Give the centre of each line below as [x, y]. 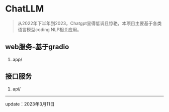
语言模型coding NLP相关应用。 [50, 29]
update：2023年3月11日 [30, 104]
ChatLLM [25, 9]
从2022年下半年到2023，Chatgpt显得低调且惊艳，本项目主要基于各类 [90, 23]
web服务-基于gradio [37, 47]
